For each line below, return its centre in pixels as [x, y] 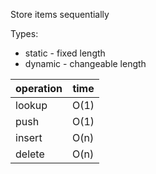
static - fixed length [65, 53]
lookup [31, 105]
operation [39, 88]
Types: [24, 33]
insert [29, 137]
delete [30, 154]
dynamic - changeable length [85, 63]
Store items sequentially [60, 14]
